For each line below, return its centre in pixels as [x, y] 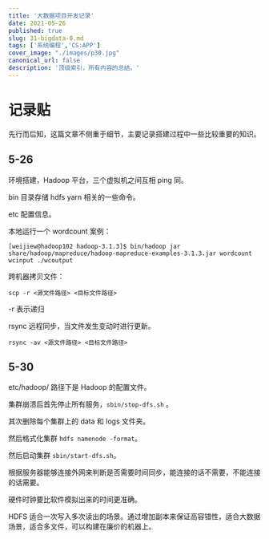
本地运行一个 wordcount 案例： [60, 231]
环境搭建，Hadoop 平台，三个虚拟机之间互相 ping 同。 [98, 180]
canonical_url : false [44, 61]
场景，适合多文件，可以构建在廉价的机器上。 [82, 527]
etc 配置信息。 [32, 214]
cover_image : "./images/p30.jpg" [64, 53]
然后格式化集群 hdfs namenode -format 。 [75, 439]
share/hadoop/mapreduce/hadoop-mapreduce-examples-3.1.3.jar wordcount [130, 253]
